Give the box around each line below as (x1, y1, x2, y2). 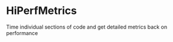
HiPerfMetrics (6, 4, 77, 17)
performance (6, 29, 39, 36)
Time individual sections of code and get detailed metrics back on (6, 23, 168, 30)
